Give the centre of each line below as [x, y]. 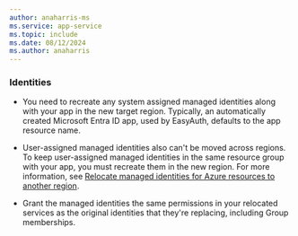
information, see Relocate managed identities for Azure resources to [149, 177]
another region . [51, 186]
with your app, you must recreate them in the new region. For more [146, 167]
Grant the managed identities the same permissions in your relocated [150, 204]
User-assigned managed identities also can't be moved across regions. [154, 148]
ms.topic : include [44, 34]
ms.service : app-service [56, 26]
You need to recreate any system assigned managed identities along [149, 102]
